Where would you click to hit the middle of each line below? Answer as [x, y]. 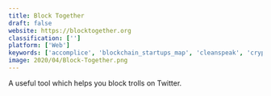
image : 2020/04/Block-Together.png [68, 61]
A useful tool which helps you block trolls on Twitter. [95, 83]
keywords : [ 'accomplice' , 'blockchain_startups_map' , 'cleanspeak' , [126, 53]
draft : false [30, 23]
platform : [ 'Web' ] [39, 46]
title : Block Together [46, 16]
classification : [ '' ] [45, 38]
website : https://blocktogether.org [70, 30]
